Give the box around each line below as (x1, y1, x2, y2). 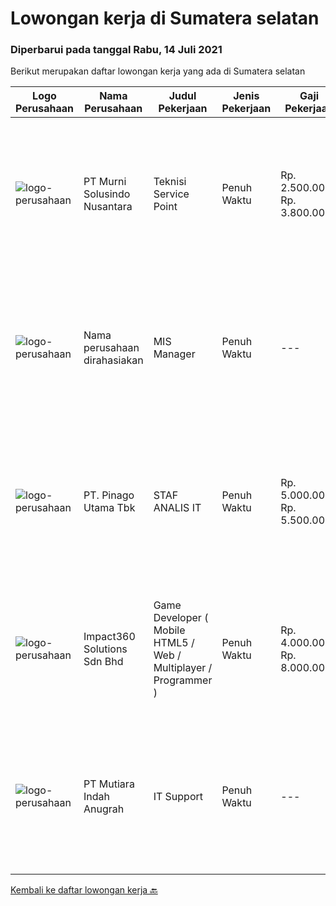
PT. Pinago (83, 488, 135, 502)
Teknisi (153, 175, 187, 189)
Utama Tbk (83, 501, 136, 515)
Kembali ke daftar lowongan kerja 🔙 (10, 884, 158, 896)
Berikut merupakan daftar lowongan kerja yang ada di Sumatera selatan (10, 65, 306, 77)
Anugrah (83, 802, 125, 816)
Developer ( (153, 611, 209, 625)
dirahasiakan (83, 353, 144, 367)
